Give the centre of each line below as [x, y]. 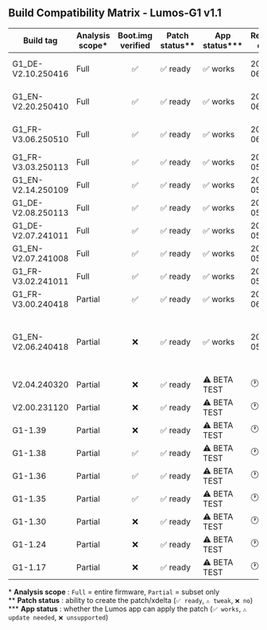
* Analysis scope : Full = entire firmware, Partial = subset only [114, 592]
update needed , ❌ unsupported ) [58, 617]
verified [135, 45]
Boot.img [135, 35]
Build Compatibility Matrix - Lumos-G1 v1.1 [115, 13]
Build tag [41, 41]
